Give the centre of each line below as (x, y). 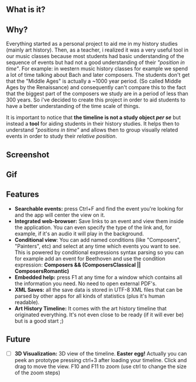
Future (18, 339)
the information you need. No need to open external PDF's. (85, 283)
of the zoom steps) (37, 373)
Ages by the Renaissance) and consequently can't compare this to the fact (96, 87)
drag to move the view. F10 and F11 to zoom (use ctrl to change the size (101, 366)
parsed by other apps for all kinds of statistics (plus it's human (90, 296)
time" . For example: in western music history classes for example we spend (97, 69)
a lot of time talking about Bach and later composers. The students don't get (98, 75)
